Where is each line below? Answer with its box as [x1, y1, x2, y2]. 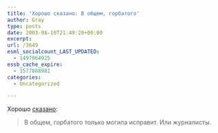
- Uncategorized [13, 80, 60, 87]
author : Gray [7, 16, 45, 23]
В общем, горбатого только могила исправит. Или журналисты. [23, 118, 212, 127]
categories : [7, 73, 41, 81]
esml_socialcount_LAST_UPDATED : [7, 49, 100, 56]
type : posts [7, 23, 41, 29]
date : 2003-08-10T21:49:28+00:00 [7, 29, 103, 36]
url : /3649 [7, 42, 39, 49]
